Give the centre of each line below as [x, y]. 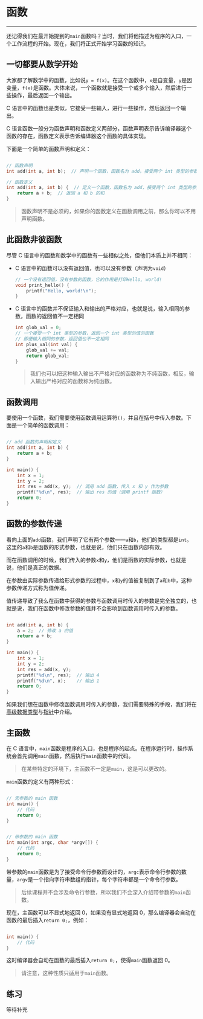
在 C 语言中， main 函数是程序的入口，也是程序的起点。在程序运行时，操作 [97, 748]
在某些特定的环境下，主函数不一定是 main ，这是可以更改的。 [95, 769]
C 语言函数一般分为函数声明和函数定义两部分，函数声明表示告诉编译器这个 [99, 128]
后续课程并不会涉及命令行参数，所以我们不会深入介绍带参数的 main [103, 892]
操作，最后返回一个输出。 [43, 95]
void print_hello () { [42, 285]
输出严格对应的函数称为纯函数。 [75, 381]
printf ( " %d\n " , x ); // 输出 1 [58, 681]
